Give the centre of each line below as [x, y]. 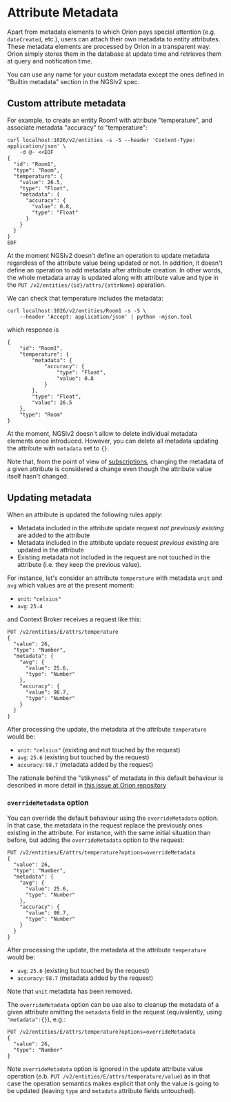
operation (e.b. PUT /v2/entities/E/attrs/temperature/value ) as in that [109, 1076]
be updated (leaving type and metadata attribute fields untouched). [102, 1090]
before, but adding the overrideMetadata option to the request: [96, 840]
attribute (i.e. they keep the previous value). [79, 564]
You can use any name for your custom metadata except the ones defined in [116, 74]
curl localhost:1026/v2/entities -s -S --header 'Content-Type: [101, 140]
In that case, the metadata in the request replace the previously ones [105, 825]
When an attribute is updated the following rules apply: [85, 514]
